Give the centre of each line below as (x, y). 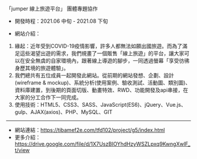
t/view (22, 150)
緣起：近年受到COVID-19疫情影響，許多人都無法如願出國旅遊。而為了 (98, 46)
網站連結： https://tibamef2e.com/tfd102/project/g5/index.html (90, 130)
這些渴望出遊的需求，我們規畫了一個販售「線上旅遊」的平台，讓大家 (102, 53)
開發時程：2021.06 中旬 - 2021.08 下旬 (61, 21)
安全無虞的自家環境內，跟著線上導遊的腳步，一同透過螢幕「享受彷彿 (107, 61)
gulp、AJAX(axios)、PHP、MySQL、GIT (63, 112)
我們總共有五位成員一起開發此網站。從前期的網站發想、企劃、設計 (94, 75)
